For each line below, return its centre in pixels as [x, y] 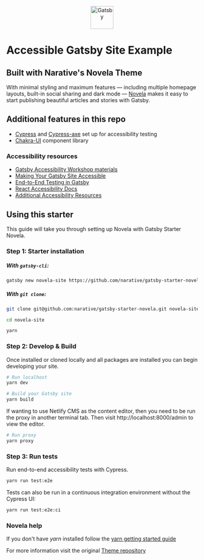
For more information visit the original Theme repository [76, 551]
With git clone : [26, 294]
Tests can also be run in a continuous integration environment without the [98, 492]
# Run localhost [27, 377]
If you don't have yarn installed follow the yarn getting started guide [91, 539]
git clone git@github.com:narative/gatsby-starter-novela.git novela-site [103, 309]
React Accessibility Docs [46, 189]
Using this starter [40, 214]
